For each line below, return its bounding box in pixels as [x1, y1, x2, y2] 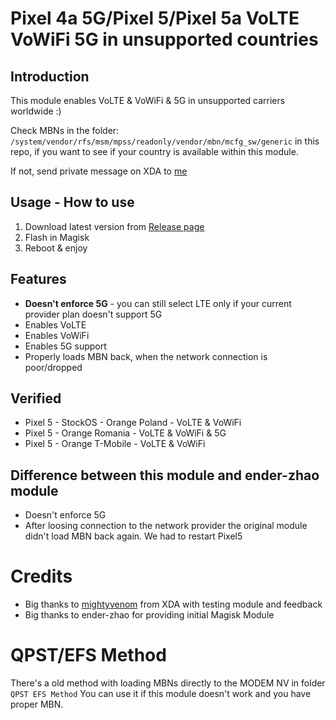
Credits [10, 565, 73, 588]
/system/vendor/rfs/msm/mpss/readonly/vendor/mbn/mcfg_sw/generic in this [10, 135, 320, 147]
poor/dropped [24, 361, 83, 373]
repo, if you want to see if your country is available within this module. [10, 146, 299, 157]
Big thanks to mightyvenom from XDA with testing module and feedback [24, 598, 323, 611]
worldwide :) [10, 105, 62, 117]
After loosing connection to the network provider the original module [24, 520, 308, 532]
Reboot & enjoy [24, 242, 88, 254]
